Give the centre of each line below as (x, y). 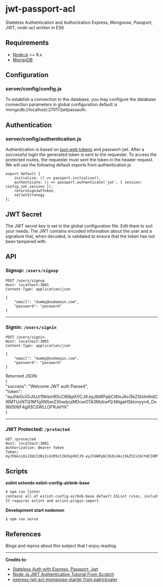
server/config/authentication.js (44, 138)
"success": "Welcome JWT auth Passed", (47, 386)
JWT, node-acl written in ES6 (35, 27)
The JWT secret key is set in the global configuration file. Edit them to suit (79, 226)
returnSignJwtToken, (35, 191)
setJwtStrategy (30, 195)
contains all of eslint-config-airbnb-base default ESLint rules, (74, 496)
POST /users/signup (25, 280)
